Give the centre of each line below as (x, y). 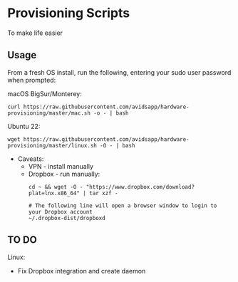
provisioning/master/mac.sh (49, 113)
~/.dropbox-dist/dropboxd (67, 218)
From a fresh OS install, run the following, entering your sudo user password (119, 72)
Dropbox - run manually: (64, 174)
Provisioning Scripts (69, 13)
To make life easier (35, 33)
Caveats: (31, 159)
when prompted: (32, 80)
